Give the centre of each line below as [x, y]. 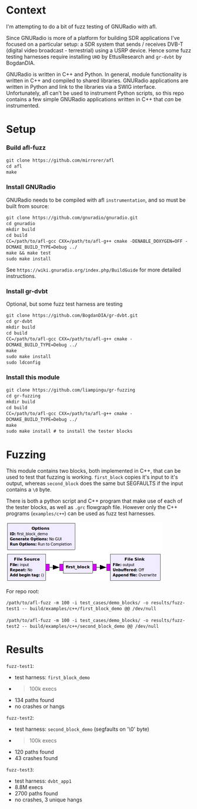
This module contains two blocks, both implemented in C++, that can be [94, 471]
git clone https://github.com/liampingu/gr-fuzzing [71, 390]
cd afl [14, 166]
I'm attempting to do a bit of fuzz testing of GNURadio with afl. [82, 26]
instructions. [21, 276]
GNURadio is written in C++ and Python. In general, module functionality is [96, 74]
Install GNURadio [31, 187]
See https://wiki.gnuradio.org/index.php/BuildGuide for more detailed [94, 270]
